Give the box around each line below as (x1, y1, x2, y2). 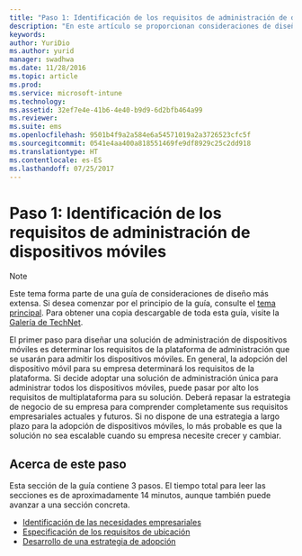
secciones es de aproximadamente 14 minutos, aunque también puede (9, 490, 271, 501)
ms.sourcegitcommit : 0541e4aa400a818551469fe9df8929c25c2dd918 (9, 139, 252, 148)
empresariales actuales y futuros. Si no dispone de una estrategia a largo (9, 411, 280, 422)
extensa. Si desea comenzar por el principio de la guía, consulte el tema (9, 298, 276, 309)
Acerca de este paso (9, 456, 128, 471)
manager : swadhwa (9, 55, 75, 64)
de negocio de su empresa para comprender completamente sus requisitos (9, 402, 289, 413)
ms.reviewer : (9, 114, 58, 123)
